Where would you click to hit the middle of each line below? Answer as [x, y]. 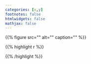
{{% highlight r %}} [25, 47]
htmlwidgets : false [25, 19]
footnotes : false [23, 14]
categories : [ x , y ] [24, 10]
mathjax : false [21, 23]
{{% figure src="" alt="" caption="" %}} [46, 37]
